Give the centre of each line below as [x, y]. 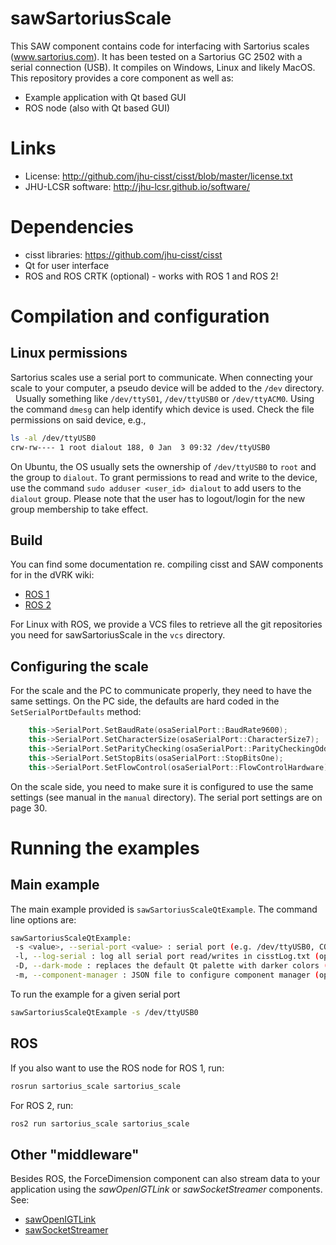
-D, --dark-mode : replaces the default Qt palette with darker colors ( [171, 966]
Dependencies [72, 227]
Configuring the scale [79, 666]
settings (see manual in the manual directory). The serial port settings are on [166, 797]
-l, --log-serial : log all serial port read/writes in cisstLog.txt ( [167, 957]
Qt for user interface [67, 265]
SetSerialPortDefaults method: [76, 712]
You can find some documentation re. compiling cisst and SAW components [167, 564]
